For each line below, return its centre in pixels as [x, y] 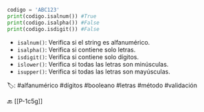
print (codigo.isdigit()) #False [53, 29]
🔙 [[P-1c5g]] [25, 101]
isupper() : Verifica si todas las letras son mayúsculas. [93, 71]
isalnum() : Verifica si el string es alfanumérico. [83, 42]
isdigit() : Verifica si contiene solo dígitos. [78, 57]
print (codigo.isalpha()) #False [53, 23]
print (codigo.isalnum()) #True [52, 16]
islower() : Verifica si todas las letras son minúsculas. [93, 64]
